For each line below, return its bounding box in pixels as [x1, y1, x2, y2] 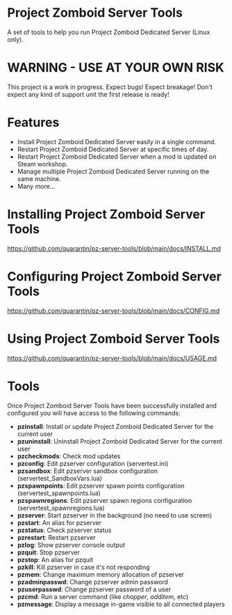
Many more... [17, 182, 56, 190]
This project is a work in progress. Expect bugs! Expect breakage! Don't [7, 82, 213, 91]
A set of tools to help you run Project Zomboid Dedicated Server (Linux [7, 28, 210, 36]
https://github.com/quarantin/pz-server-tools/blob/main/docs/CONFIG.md [7, 306, 220, 315]
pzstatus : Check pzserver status [17, 526, 112, 534]
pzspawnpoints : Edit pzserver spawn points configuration [17, 481, 185, 490]
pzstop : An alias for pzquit [17, 555, 94, 563]
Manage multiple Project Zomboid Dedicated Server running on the [17, 167, 210, 176]
